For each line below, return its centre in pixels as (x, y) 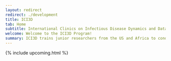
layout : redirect (24, 10)
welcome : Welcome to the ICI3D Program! (49, 34)
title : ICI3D (19, 19)
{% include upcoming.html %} (37, 53)
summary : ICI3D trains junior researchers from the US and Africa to (81, 39)
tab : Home (16, 24)
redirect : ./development (32, 15)
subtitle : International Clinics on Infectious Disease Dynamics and (81, 29)
